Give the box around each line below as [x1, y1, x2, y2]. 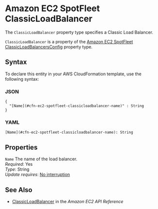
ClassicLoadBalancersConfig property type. [5, 44, 93, 50]
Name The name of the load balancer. [5, 156, 78, 162]
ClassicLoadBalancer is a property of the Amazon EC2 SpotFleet [5, 38, 133, 44]
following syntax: [5, 76, 39, 82]
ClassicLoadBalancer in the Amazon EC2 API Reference [12, 198, 124, 204]
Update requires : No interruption [5, 172, 70, 177]
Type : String [5, 166, 30, 173]
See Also [5, 186, 32, 194]
